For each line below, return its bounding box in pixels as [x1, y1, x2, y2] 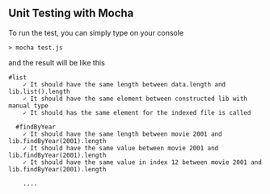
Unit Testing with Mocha [8, 6, 134, 20]
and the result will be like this [8, 57, 105, 67]
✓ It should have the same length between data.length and [23, 80, 226, 88]
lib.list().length [8, 87, 70, 95]
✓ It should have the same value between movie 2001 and [23, 144, 219, 152]
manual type [8, 101, 49, 110]
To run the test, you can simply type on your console [8, 27, 184, 37]
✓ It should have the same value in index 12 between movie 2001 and [23, 158, 263, 167]
